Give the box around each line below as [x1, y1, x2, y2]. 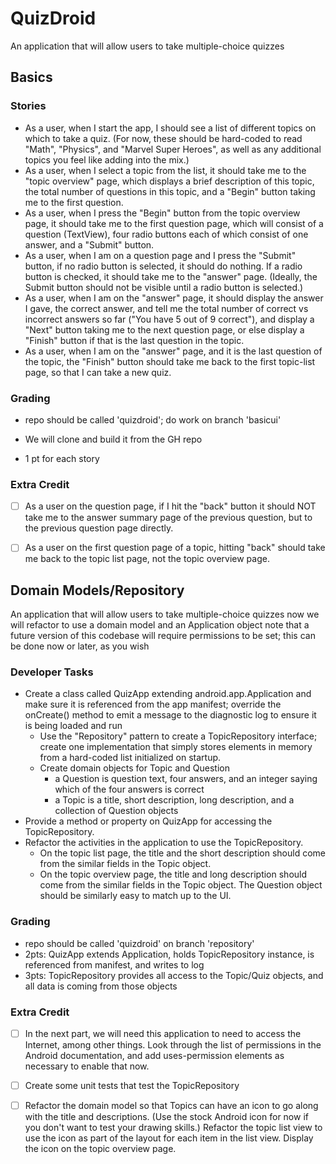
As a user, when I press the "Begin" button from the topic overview [24, 207, 301, 219]
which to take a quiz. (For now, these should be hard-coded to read [24, 132, 303, 144]
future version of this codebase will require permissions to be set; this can [10, 630, 316, 642]
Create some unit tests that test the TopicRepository [24, 1080, 240, 1092]
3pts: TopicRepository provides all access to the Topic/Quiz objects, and [24, 969, 324, 981]
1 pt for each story [24, 452, 100, 464]
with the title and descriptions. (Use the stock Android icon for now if [24, 1111, 309, 1123]
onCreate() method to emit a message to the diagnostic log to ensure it [24, 709, 317, 721]
